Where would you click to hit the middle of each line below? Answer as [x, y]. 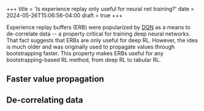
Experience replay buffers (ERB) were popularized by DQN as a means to [99, 27]
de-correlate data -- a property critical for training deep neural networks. [99, 34]
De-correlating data [45, 100]
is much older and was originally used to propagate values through [91, 47]
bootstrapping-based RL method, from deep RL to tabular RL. [84, 60]
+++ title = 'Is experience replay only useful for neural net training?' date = [100, 9]
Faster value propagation [55, 79]
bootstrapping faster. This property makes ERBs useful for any [85, 53]
